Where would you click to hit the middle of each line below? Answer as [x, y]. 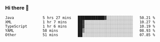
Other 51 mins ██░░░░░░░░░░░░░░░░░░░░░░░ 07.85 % [80, 35]
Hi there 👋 [17, 8]
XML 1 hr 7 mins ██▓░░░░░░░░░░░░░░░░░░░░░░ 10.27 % [80, 22]
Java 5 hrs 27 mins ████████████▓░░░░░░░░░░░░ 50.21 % [80, 18]
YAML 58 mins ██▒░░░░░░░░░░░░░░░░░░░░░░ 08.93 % [80, 31]
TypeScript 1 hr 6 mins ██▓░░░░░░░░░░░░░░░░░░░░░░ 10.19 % [80, 26]
